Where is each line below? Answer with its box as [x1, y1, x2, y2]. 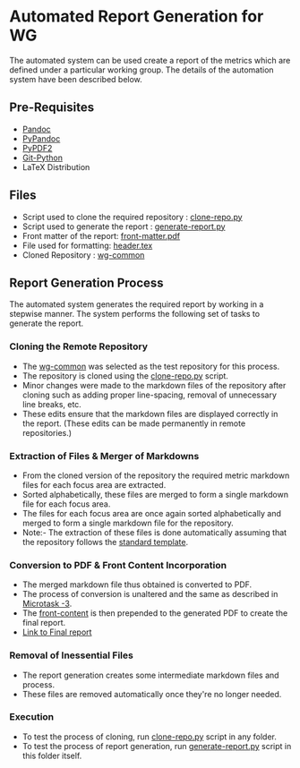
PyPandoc [21, 132, 61, 144]
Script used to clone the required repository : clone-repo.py [21, 211, 244, 222]
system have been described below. [9, 73, 143, 84]
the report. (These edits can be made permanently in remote [21, 418, 246, 429]
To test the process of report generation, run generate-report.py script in [21, 740, 292, 751]
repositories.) [21, 427, 73, 438]
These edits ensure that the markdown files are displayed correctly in [21, 408, 279, 419]
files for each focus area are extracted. [21, 479, 167, 490]
